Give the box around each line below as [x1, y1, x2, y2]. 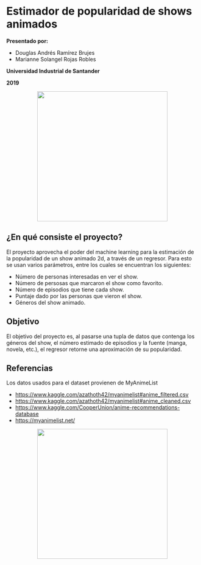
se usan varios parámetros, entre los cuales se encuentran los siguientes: [6, 261, 191, 268]
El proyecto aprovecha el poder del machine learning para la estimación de [6, 248, 194, 255]
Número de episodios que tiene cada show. [15, 286, 124, 293]
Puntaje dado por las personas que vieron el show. [15, 292, 143, 299]
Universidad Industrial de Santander [6, 67, 100, 74]
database [15, 411, 39, 418]
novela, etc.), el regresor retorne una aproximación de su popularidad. [6, 345, 182, 353]
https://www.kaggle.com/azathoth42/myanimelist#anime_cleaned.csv [15, 397, 191, 405]
